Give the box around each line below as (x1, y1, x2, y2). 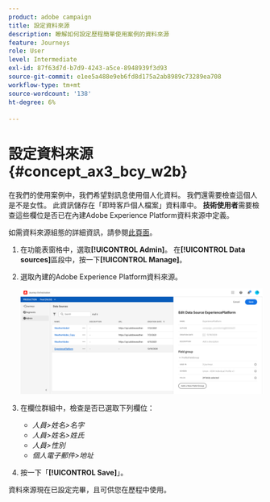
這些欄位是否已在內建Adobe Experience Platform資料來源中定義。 (15, 211, 234, 220)
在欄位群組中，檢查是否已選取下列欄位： (19, 404, 155, 413)
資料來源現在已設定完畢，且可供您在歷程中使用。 (8, 485, 171, 495)
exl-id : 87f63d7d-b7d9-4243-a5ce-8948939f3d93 (8, 65, 168, 73)
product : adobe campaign (8, 13, 92, 21)
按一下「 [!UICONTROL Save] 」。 (19, 468, 128, 478)
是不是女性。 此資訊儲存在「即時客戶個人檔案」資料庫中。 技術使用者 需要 (8, 200, 252, 210)
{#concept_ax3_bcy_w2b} (8, 162, 188, 181)
